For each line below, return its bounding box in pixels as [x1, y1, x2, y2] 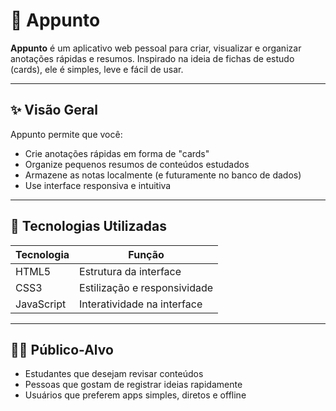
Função [128, 247, 165, 261]
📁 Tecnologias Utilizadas [10, 218, 167, 235]
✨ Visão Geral [10, 102, 98, 119]
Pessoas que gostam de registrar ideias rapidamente [24, 379, 243, 391]
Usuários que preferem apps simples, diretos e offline [24, 389, 247, 401]
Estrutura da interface [79, 264, 182, 278]
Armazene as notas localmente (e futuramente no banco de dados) [24, 169, 302, 181]
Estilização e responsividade [79, 280, 214, 294]
